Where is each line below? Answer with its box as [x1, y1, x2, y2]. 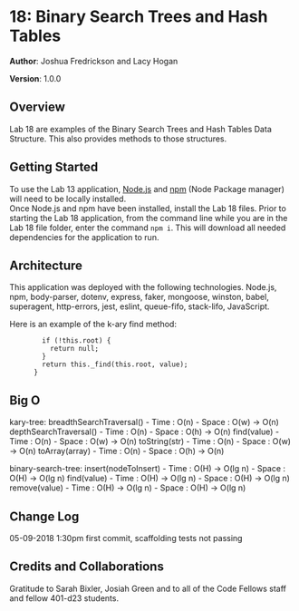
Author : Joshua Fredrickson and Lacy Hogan [9, 55, 178, 66]
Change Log [9, 509, 80, 524]
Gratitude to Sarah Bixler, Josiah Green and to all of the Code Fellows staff [9, 583, 287, 594]
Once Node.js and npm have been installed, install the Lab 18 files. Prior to [9, 202, 287, 214]
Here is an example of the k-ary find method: [9, 319, 177, 330]
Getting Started [9, 160, 99, 175]
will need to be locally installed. [9, 193, 127, 204]
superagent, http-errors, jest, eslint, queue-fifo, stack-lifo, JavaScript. [9, 301, 270, 312]
